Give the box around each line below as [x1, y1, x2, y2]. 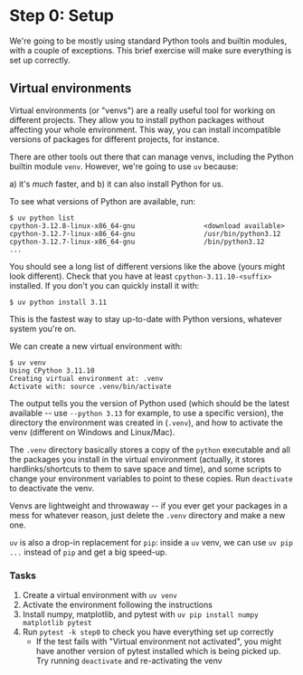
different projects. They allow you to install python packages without [9, 114, 265, 125]
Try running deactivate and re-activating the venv [35, 655, 223, 666]
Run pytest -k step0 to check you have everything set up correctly [22, 626, 274, 638]
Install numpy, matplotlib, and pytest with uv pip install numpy [22, 609, 260, 620]
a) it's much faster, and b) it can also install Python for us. [9, 178, 224, 189]
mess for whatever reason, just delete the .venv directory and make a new [9, 509, 286, 520]
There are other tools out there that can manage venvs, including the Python [9, 151, 294, 162]
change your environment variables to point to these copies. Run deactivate [9, 472, 293, 484]
